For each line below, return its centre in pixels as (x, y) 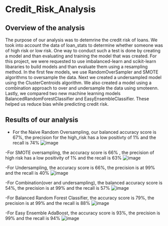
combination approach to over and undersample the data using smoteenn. (82, 88)
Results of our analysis (42, 120)
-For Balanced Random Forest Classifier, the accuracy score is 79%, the (80, 198)
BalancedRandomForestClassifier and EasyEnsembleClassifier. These (77, 99)
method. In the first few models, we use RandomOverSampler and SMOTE (82, 72)
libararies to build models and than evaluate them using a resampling (76, 67)
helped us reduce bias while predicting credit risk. (57, 104)
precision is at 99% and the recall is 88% (48, 203)
